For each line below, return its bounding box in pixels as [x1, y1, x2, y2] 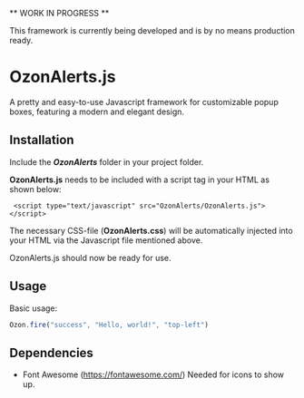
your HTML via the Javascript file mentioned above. [9, 235, 203, 246]
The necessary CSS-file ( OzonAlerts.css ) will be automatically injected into [9, 225, 293, 236]
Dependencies [9, 345, 93, 361]
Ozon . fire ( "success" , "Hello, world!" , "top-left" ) [9, 320, 209, 329]
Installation [9, 132, 74, 148]
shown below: [9, 183, 62, 194]
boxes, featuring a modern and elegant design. [9, 106, 184, 117]
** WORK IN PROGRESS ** [9, 8, 110, 18]
